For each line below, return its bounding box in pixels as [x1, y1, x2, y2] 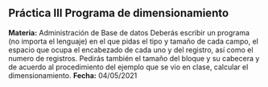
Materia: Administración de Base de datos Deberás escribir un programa [8, 27, 250, 37]
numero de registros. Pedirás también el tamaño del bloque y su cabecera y [8, 53, 260, 63]
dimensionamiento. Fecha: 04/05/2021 [8, 70, 138, 80]
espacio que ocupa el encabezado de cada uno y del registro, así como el [8, 44, 254, 55]
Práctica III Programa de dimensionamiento [8, 6, 229, 20]
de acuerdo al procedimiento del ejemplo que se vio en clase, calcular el [8, 62, 249, 72]
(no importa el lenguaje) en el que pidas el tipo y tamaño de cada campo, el [8, 36, 259, 46]
